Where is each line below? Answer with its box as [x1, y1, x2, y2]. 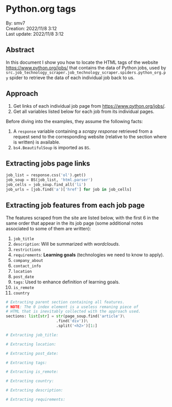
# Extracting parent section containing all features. [6, 299, 125, 304]
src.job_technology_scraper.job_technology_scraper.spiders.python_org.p [6, 70, 166, 75]
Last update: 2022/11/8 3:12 [6, 31, 64, 37]
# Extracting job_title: [6, 332, 59, 338]
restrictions [13, 247, 41, 252]
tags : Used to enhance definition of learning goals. [13, 279, 120, 285]
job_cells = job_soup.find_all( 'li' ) [6, 182, 86, 187]
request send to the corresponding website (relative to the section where [13, 133, 167, 139]
